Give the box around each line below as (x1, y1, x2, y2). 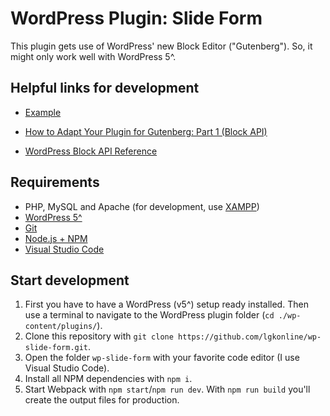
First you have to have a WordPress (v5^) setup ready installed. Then (24, 298, 309, 311)
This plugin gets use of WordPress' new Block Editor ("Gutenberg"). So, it (10, 40, 313, 52)
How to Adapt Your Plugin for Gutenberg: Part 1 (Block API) (24, 125, 268, 137)
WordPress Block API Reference (24, 145, 158, 157)
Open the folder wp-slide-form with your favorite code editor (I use (24, 352, 300, 364)
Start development (10, 272, 130, 289)
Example (24, 106, 62, 118)
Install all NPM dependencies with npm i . (24, 373, 193, 385)
